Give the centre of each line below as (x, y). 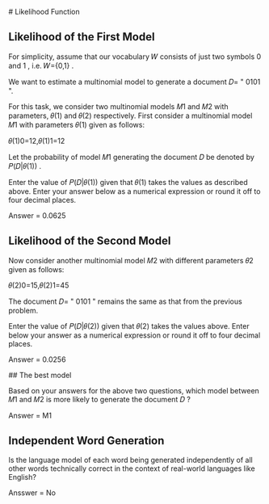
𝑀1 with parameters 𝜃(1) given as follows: (77, 124)
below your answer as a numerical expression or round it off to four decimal (134, 335)
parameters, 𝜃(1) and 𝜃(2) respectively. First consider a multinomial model (130, 115)
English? (22, 477)
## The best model (40, 375)
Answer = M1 (30, 415)
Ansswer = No (32, 493)
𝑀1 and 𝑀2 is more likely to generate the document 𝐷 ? (100, 399)
